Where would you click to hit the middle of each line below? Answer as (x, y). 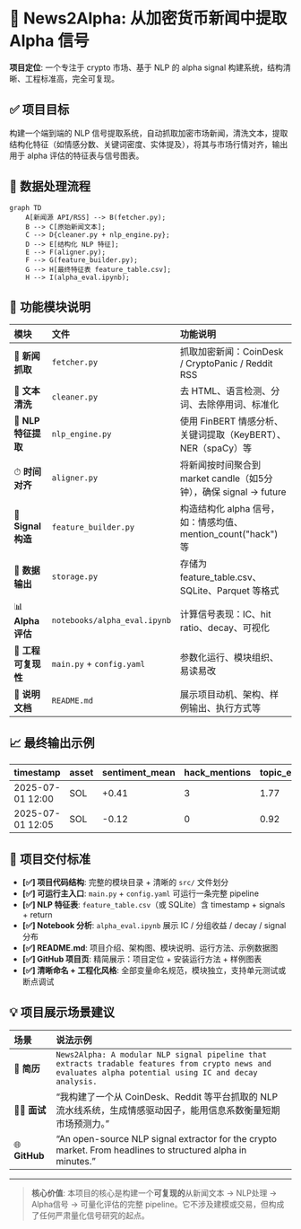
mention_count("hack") (229, 534)
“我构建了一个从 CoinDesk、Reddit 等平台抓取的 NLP (167, 1096)
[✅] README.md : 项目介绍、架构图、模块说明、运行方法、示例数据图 (150, 948)
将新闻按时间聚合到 (220, 465)
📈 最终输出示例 (52, 743)
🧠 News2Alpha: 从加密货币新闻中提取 (148, 18)
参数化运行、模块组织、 (229, 658)
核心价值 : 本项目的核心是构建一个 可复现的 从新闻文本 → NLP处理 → (154, 1193)
